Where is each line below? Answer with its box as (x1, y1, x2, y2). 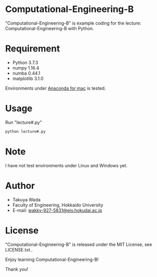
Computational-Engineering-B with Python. (5, 25, 94, 31)
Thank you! (5, 266, 28, 272)
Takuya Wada (12, 196, 41, 202)
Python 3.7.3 (12, 59, 38, 66)
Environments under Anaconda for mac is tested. (5, 85, 106, 91)
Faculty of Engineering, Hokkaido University (12, 202, 103, 208)
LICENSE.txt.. (5, 246, 33, 252)
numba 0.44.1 (12, 70, 40, 76)
